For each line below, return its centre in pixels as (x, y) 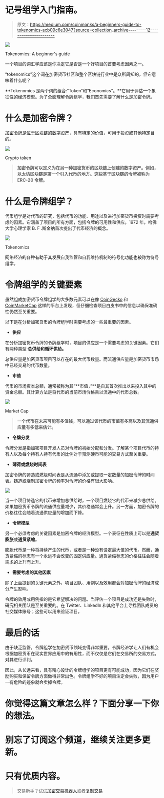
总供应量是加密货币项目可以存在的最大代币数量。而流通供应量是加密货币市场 (82, 359)
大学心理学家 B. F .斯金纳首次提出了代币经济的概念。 (58, 228)
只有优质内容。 (35, 776)
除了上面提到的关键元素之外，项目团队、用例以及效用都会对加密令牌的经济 (80, 583)
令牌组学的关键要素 (44, 285)
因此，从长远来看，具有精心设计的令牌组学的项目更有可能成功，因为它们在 (80, 670)
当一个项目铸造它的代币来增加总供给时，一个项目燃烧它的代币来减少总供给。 (82, 500)
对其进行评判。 (20, 659)
